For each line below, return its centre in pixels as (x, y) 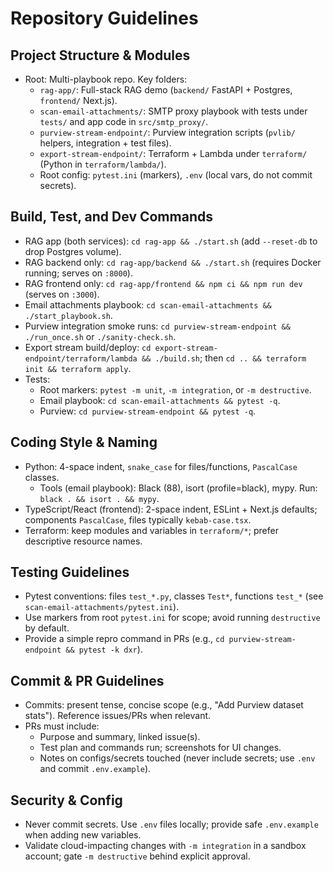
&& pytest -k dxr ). (104, 649)
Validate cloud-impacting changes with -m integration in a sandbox (165, 846)
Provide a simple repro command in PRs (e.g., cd (124, 639)
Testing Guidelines (70, 572)
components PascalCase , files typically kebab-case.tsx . (138, 519)
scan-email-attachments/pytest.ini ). (102, 607)
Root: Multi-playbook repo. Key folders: (106, 79)
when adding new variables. (83, 835)
